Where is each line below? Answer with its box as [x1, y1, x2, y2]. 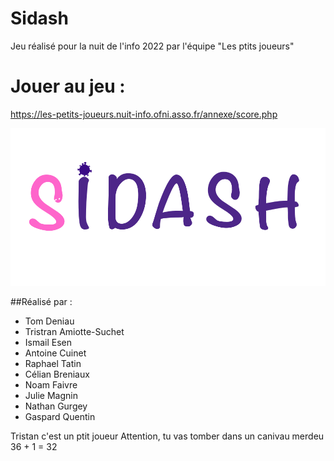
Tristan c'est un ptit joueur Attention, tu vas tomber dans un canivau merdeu [10, 430, 325, 442]
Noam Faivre [24, 378, 78, 391]
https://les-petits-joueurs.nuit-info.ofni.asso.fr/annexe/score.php [10, 108, 278, 120]
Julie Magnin [24, 389, 78, 401]
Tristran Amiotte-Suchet [24, 325, 125, 337]
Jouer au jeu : [10, 75, 126, 98]
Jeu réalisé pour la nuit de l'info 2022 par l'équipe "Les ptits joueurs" [10, 40, 295, 52]
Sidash [10, 7, 69, 30]
